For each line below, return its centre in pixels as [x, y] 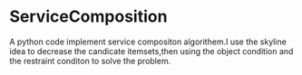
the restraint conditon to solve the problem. [90, 61]
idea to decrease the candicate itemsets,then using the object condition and [151, 51]
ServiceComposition [88, 17]
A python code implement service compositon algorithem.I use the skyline [148, 42]
